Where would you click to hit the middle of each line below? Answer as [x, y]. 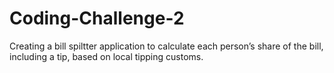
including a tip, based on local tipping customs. [106, 56]
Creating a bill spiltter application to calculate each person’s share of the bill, [166, 46]
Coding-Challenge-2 [97, 18]
